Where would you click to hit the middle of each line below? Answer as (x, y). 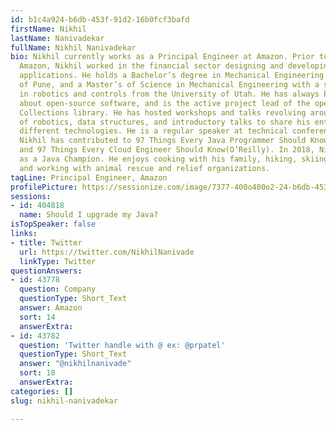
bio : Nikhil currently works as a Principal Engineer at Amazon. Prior (162, 57)
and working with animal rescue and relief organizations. (145, 168)
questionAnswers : (46, 271)
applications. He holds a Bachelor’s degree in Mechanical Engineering (172, 76)
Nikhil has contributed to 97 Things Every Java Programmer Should (163, 141)
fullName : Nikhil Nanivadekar (73, 47)
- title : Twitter (46, 242)
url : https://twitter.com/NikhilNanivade (107, 252)
